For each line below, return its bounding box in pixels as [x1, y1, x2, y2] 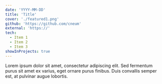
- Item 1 [9, 35, 28, 40]
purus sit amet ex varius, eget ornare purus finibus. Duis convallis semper [5, 68, 157, 74]
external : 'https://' [5, 26, 50, 31]
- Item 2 [9, 40, 28, 45]
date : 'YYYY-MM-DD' [5, 7, 46, 12]
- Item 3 [9, 44, 28, 49]
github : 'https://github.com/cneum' [5, 21, 81, 26]
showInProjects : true [5, 49, 50, 54]
